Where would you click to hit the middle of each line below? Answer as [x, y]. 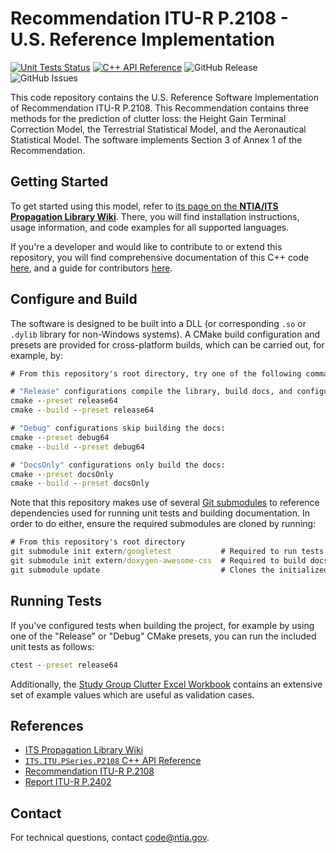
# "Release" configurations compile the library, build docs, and [151, 392]
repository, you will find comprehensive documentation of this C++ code [160, 257]
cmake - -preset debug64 [60, 437]
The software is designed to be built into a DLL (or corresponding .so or [158, 323]
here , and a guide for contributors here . [91, 268]
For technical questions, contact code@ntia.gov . [110, 838]
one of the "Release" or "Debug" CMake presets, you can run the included [163, 636]
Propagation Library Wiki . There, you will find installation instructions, [155, 216]
